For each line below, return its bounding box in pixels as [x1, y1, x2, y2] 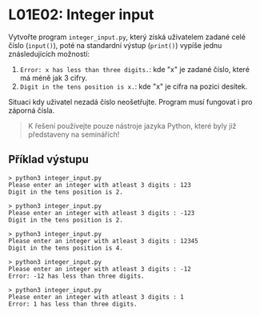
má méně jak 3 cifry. [19, 73, 88, 82]
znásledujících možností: [8, 49, 90, 58]
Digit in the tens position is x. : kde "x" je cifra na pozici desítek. [19, 82, 248, 91]
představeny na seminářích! [27, 130, 120, 139]
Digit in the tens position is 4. [8, 244, 124, 252]
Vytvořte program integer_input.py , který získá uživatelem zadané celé [8, 32, 246, 42]
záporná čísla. [8, 106, 55, 115]
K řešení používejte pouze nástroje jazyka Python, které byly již [27, 121, 237, 130]
